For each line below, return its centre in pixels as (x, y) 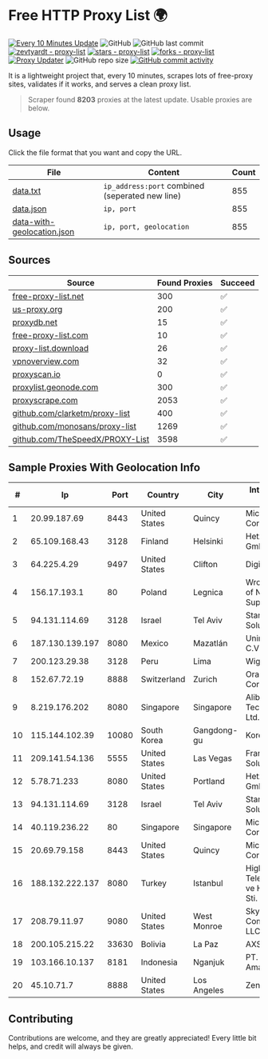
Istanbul (208, 883)
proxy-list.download (51, 348)
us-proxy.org (37, 309)
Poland (154, 593)
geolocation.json (43, 231)
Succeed (238, 282)
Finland (155, 541)
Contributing (41, 1019)
